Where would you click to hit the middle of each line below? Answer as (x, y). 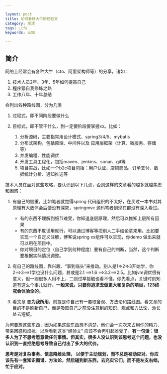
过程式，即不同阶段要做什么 (41, 116)
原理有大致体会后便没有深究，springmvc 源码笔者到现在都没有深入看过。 (87, 208)
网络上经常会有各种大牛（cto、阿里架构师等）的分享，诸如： (67, 71)
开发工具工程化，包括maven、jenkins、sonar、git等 (73, 161)
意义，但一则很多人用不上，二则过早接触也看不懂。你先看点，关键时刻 (84, 278)
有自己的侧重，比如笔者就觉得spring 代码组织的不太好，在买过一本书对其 (87, 201)
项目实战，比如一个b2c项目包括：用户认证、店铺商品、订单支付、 (87, 168)
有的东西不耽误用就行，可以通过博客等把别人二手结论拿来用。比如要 (89, 231)
